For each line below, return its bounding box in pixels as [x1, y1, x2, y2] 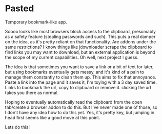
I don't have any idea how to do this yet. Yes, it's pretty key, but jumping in [5, 109, 155, 115]
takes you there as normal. [5, 90, 59, 96]
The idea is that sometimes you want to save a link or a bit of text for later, [5, 64, 154, 70]
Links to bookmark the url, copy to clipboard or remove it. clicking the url [5, 84, 151, 90]
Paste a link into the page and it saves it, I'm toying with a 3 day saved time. [5, 79, 157, 85]
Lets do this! [5, 124, 30, 130]
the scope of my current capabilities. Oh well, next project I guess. [5, 54, 139, 60]
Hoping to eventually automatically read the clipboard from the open [5, 99, 142, 105]
